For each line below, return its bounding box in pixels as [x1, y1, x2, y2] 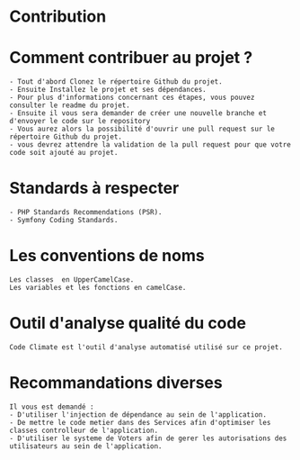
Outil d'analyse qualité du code [9, 313, 247, 334]
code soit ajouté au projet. [9, 149, 119, 158]
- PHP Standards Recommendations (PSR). [9, 208, 163, 217]
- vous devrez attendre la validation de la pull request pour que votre [9, 140, 292, 149]
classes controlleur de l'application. [9, 426, 159, 435]
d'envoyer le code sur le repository [9, 117, 151, 126]
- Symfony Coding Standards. [9, 216, 119, 225]
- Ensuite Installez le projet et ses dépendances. [9, 86, 207, 95]
